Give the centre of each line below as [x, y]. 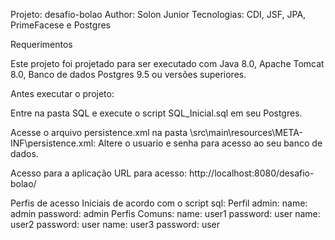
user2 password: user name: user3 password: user [115, 224]
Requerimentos [41, 44]
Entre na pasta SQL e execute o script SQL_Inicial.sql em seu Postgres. [156, 113]
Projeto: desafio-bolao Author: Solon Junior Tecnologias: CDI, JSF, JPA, [158, 14]
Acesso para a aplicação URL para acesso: [99, 173]
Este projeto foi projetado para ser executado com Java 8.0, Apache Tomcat [167, 63]
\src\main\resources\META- [246, 132]
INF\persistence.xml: [53, 143]
